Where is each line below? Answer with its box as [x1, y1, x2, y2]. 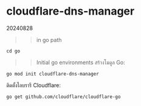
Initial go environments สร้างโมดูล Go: [36, 58, 126, 66]
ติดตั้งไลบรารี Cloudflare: [6, 81, 61, 89]
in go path [36, 36, 62, 43]
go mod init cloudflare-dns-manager [6, 71, 99, 77]
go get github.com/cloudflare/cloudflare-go [6, 93, 121, 100]
